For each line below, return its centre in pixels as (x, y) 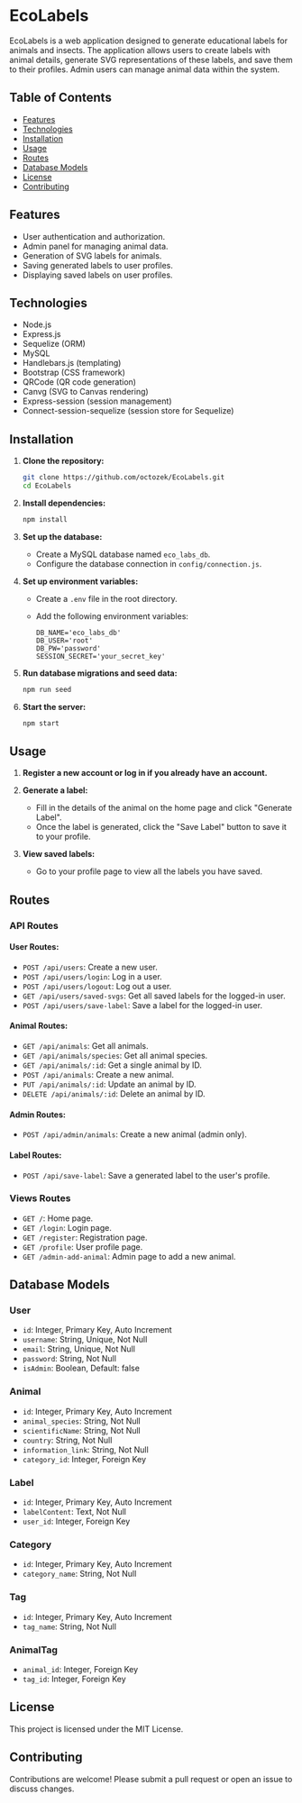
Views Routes (40, 1198)
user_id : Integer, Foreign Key (76, 1521)
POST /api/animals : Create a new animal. (98, 1075)
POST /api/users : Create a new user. (90, 967)
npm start (41, 723)
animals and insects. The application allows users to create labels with (140, 50)
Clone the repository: (63, 461)
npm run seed (47, 689)
